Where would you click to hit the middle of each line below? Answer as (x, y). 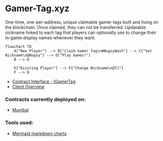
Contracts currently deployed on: (46, 99)
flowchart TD (18, 47)
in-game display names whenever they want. (50, 38)
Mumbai (20, 110)
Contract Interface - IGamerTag (44, 81)
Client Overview (28, 87)
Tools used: (19, 123)
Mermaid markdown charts (39, 133)
